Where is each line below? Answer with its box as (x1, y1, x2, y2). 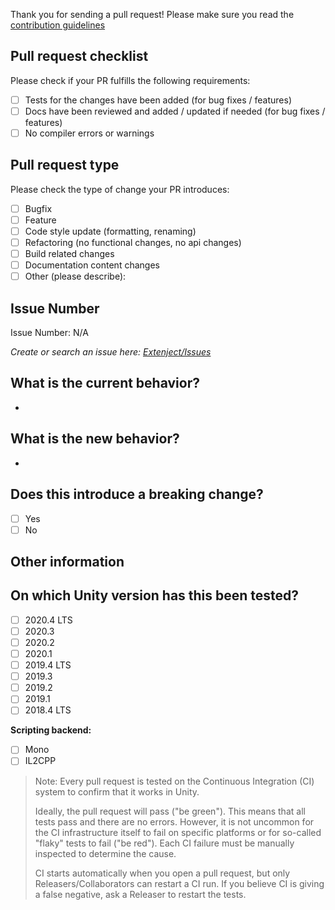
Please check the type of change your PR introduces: (10, 183, 230, 195)
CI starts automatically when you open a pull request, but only (34, 867, 291, 879)
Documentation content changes (24, 259, 160, 271)
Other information (10, 554, 125, 571)
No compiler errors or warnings (24, 127, 155, 139)
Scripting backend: (10, 724, 92, 736)
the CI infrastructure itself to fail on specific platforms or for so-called (34, 826, 322, 838)
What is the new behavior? (10, 430, 180, 448)
